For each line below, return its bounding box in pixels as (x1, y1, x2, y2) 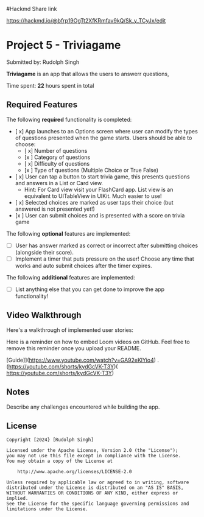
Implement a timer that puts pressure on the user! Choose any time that (15, 255, 195, 262)
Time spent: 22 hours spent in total (6, 82, 94, 89)
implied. (6, 496, 29, 502)
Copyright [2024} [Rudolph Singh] (6, 437, 94, 443)
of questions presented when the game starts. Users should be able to (15, 134, 192, 141)
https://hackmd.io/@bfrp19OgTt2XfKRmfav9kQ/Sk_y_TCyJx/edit (6, 17, 166, 24)
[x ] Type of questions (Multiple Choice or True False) (24, 166, 159, 174)
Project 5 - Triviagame (6, 38, 121, 52)
